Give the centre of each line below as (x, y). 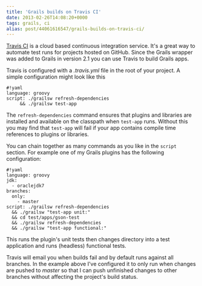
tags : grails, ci (28, 23)
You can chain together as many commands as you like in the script (92, 146)
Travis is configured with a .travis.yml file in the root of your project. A (93, 71)
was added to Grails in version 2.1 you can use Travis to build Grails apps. (98, 59)
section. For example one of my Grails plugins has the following (85, 152)
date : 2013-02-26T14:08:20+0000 (47, 18)
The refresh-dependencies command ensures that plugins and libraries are (99, 115)
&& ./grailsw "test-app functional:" (59, 228)
